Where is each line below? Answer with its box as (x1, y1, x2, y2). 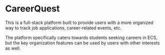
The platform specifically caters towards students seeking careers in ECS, (5, 34, 157, 40)
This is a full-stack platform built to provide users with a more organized (5, 19, 153, 25)
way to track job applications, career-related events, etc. (5, 24, 121, 30)
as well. (5, 45, 21, 51)
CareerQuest (5, 3, 60, 14)
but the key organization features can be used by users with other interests (5, 39, 160, 45)
